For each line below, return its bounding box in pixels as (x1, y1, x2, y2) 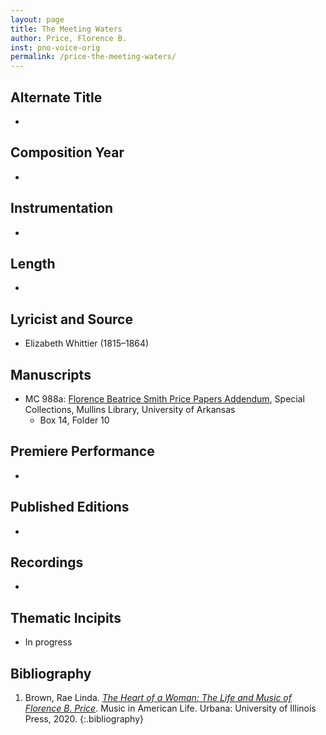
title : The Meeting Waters (10, 24, 123, 34)
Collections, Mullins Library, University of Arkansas (24, 404, 236, 415)
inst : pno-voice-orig (10, 42, 101, 53)
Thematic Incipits (10, 609, 122, 626)
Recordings (10, 554, 84, 571)
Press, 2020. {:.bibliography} (24, 713, 144, 725)
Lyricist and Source (10, 311, 133, 328)
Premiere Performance (10, 443, 155, 460)
